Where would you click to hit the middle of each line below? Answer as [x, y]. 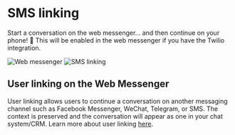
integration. [24, 48]
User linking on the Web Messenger [88, 84]
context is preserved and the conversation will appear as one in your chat [115, 116]
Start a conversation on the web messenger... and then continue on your [114, 33]
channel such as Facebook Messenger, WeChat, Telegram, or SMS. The [113, 109]
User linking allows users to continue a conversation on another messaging [117, 101]
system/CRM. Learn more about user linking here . [80, 124]
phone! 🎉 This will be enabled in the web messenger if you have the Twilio [116, 40]
